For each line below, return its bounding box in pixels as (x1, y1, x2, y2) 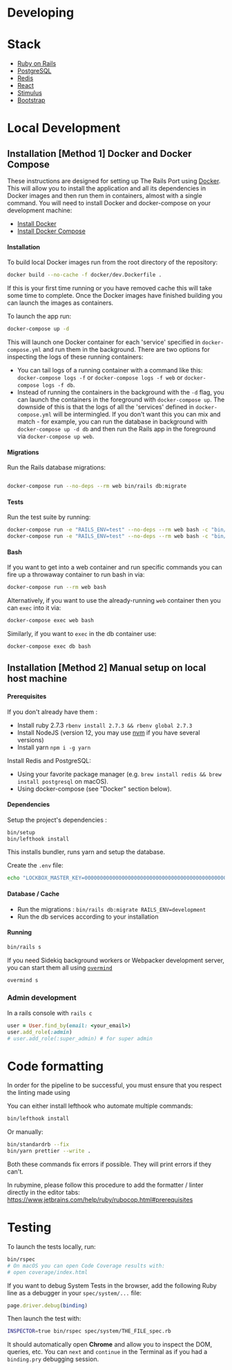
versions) (17, 735, 44, 744)
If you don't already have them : (7, 707, 98, 716)
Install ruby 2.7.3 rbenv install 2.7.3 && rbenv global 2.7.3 (17, 721, 193, 729)
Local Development (7, 120, 121, 136)
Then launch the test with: (7, 1315, 81, 1323)
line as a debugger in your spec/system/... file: (7, 1288, 142, 1297)
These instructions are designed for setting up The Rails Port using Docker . (7, 177, 221, 185)
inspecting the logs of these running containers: (7, 353, 144, 361)
